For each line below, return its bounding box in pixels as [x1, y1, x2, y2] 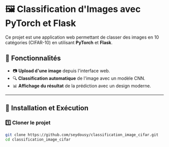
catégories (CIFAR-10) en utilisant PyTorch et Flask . [5, 39, 113, 45]
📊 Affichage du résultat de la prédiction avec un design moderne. [12, 83, 151, 89]
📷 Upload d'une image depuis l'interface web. [12, 68, 110, 74]
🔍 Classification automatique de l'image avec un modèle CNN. [12, 75, 146, 81]
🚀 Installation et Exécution [5, 104, 89, 112]
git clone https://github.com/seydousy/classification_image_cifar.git [5, 132, 158, 137]
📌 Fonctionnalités [5, 54, 61, 63]
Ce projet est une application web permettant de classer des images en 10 [5, 34, 159, 40]
